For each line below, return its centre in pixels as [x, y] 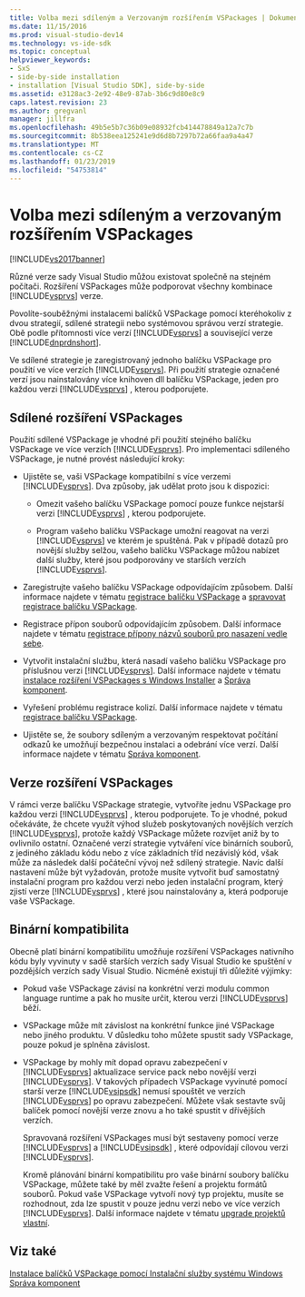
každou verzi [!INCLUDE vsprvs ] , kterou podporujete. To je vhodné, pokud [148, 814]
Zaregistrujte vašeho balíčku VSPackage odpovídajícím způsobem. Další [157, 588]
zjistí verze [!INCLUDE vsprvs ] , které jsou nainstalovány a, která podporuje [149, 891]
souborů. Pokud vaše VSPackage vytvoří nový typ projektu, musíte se [153, 1193]
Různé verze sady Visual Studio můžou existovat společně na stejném [140, 277]
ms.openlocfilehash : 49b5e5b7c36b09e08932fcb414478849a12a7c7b [132, 128]
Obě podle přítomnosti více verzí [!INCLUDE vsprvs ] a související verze [141, 333]
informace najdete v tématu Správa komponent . [112, 754]
